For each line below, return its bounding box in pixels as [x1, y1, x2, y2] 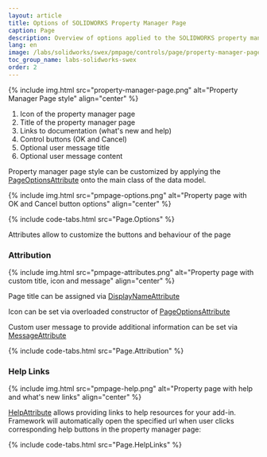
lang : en [8, 41, 37, 49]
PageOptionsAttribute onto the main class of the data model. [8, 175, 207, 184]
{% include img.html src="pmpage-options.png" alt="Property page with [8, 190, 248, 199]
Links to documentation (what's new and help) [19, 126, 172, 135]
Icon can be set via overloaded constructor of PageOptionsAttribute [8, 307, 230, 316]
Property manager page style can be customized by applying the [8, 166, 221, 176]
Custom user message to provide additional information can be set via [8, 323, 238, 332]
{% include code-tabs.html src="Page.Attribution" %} [8, 347, 184, 356]
